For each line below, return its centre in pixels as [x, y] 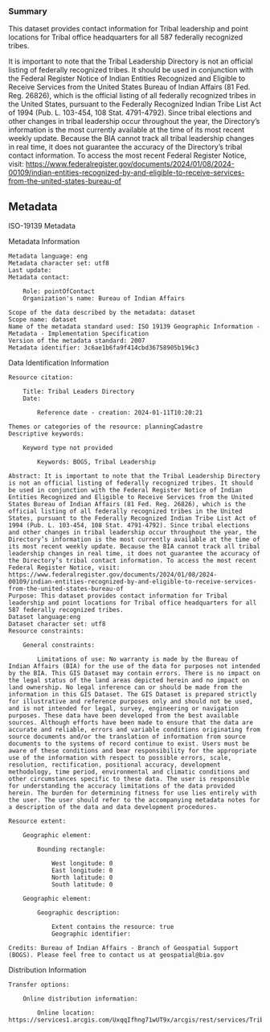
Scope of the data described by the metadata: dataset [102, 313]
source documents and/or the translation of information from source [127, 737]
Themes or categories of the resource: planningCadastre [106, 427]
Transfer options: [39, 985]
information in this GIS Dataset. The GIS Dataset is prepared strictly [133, 695]
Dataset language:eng [45, 617]
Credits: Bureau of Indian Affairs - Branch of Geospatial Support [124, 948]
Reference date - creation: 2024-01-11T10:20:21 [120, 413]
